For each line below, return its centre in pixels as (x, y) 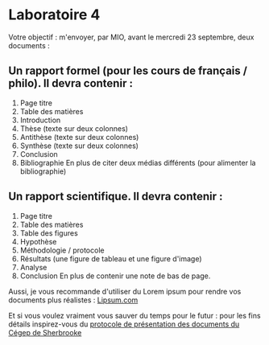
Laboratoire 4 (54, 15)
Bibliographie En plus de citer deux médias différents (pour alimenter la (138, 162)
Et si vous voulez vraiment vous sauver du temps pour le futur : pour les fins (134, 315)
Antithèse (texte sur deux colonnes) (79, 137)
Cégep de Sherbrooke (45, 332)
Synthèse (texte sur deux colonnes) (79, 146)
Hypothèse (38, 241)
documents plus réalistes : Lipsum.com (73, 300)
